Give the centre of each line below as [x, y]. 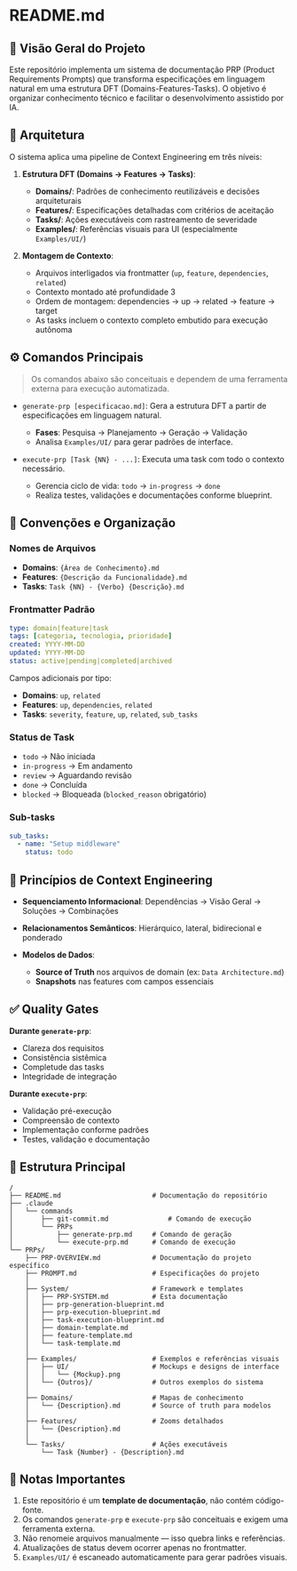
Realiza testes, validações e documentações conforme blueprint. [154, 495]
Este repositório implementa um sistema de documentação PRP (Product [142, 69]
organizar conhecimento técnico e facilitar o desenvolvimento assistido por [147, 98]
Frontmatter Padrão [52, 610]
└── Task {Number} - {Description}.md [113, 1452]
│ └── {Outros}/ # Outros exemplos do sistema [145, 1382]
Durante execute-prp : [48, 1094]
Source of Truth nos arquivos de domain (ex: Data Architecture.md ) [160, 972]
